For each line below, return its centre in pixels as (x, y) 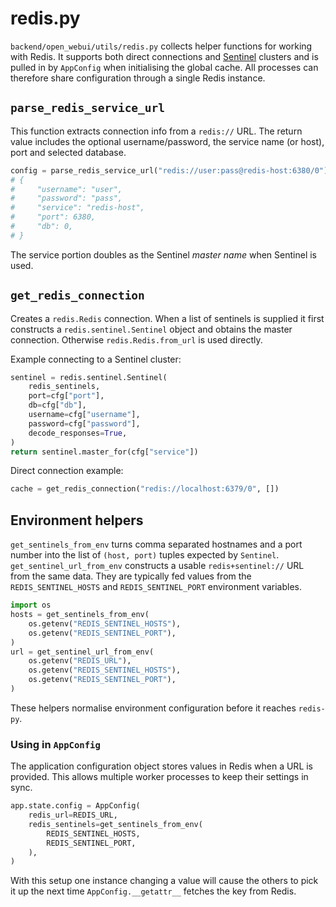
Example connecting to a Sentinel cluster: (96, 359)
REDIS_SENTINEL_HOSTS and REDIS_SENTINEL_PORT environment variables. (156, 587)
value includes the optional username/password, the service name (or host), (167, 141)
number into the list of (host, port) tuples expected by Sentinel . (145, 555)
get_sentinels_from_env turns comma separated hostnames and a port (156, 544)
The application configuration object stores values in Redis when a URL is (162, 766)
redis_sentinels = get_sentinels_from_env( (115, 824)
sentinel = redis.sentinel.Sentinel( (89, 377)
